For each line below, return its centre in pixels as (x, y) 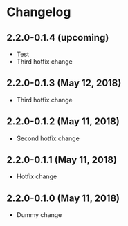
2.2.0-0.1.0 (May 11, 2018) (63, 198)
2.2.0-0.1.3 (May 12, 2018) (64, 83)
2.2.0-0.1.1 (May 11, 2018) (62, 160)
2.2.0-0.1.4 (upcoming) (58, 38)
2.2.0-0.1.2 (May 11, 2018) (63, 122)
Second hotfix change (48, 138)
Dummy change (39, 215)
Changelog (39, 12)
